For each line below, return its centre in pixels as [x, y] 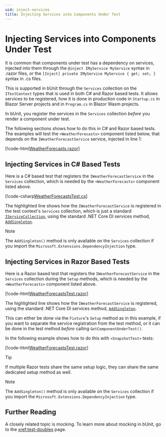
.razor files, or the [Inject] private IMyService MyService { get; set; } [81, 73]
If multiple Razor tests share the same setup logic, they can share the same [82, 367]
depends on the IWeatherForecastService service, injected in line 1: [74, 139]
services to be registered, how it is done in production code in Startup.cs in [83, 99]
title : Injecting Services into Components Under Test [63, 14]
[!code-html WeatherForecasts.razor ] [43, 148]
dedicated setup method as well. [38, 372]
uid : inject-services [28, 10]
